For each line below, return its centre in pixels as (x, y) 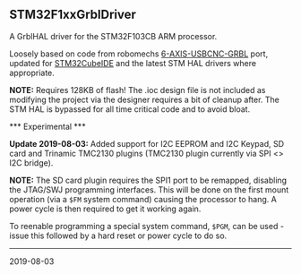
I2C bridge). (31, 163)
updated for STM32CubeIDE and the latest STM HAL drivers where (133, 63)
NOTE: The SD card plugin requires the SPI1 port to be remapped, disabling (148, 180)
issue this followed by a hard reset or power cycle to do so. (118, 235)
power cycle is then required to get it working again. (105, 209)
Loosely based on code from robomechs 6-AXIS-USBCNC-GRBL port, (139, 54)
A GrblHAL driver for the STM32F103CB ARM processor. (113, 36)
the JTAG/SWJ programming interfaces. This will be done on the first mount (149, 189)
